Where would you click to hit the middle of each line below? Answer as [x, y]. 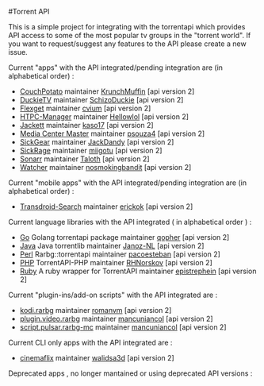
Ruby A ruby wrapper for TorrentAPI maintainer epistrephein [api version [138, 271]
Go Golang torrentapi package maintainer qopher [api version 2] [124, 237]
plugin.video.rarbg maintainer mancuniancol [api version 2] [116, 318]
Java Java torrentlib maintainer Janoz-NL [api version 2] [112, 246]
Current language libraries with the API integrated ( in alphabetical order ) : [130, 222]
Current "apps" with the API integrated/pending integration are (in [116, 68]
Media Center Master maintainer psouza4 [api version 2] [112, 133]
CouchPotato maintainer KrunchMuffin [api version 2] [107, 91]
